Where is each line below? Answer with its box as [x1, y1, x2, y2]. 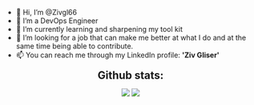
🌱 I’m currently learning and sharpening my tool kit [15, 25, 183, 33]
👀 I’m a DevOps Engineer [15, 16, 99, 25]
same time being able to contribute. [15, 41, 134, 51]
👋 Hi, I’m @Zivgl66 [15, 8, 78, 17]
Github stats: [97, 68, 164, 82]
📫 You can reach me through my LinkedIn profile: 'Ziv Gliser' [15, 50, 220, 60]
